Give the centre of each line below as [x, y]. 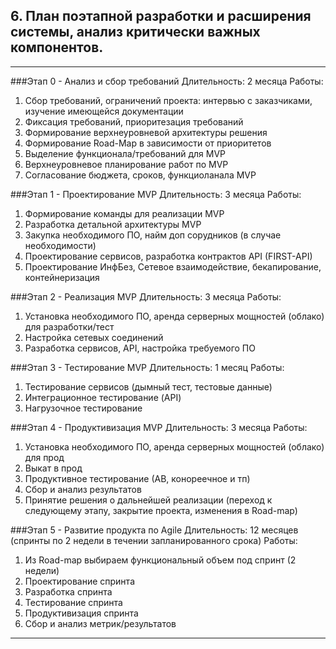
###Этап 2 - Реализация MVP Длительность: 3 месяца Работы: [146, 296]
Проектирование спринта [79, 581]
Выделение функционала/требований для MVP [125, 153]
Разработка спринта [68, 591]
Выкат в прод [53, 468]
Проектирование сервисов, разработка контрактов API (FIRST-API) [168, 256]
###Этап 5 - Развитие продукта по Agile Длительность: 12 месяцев [154, 530]
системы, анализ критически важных [135, 32]
